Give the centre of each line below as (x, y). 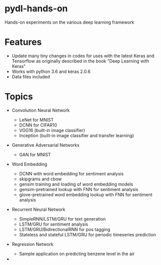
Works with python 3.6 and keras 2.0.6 (51, 71)
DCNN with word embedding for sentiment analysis (71, 173)
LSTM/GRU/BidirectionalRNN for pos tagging (65, 229)
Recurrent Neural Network (39, 209)
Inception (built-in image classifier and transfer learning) (77, 135)
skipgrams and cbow (40, 179)
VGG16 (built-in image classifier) (52, 130)
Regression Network (33, 244)
